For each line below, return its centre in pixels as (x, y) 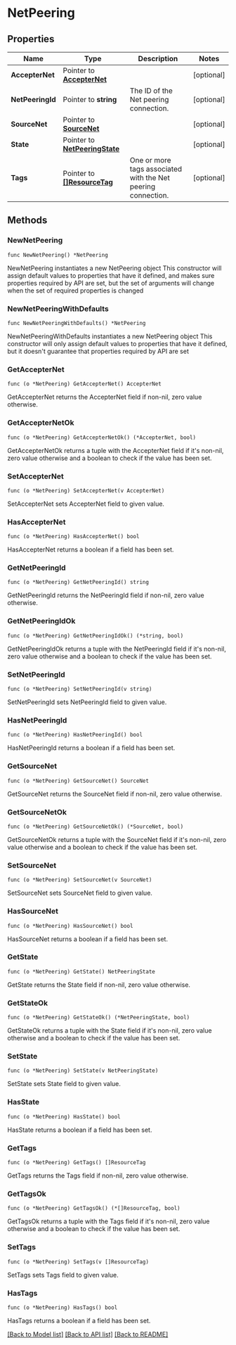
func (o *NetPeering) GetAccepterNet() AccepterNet (84, 384)
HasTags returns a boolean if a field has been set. (79, 1320)
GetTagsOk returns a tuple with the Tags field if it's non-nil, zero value (109, 1221)
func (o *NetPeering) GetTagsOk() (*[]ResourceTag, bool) (94, 1209)
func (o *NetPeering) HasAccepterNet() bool (73, 537)
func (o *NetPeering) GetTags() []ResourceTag (77, 1163)
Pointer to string (90, 100)
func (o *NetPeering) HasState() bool (64, 1116)
